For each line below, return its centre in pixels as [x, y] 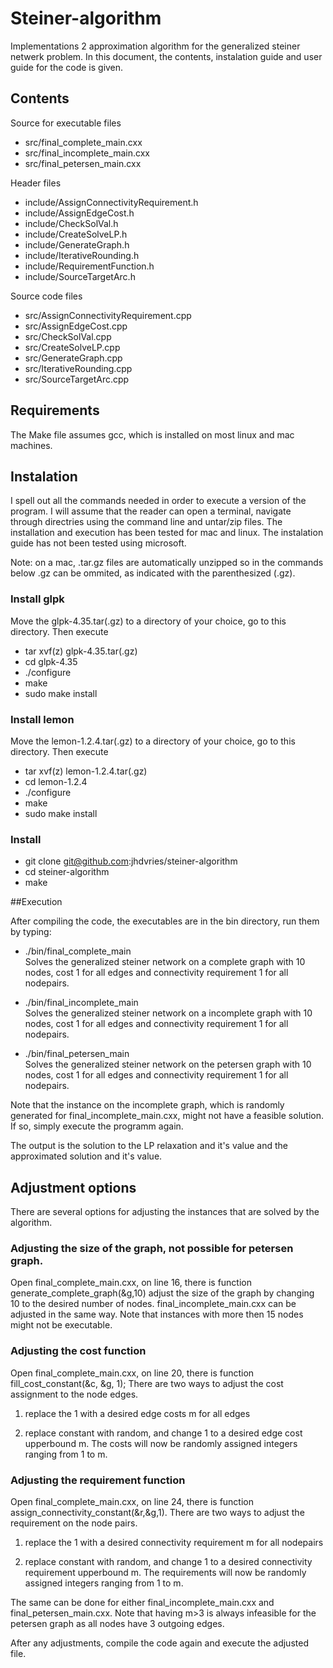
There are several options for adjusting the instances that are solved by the [165, 1212]
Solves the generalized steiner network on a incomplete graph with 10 [168, 1013]
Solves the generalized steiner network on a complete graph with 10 [165, 962]
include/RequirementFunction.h [89, 266]
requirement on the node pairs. [74, 1523]
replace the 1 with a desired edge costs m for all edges [137, 1413]
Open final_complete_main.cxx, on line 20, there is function [132, 1373]
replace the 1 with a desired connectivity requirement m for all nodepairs [174, 1542]
